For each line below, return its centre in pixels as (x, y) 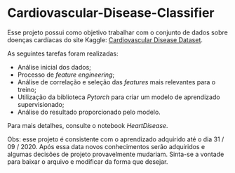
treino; (27, 89)
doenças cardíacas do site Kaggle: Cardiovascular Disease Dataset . (105, 39)
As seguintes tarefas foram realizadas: (63, 53)
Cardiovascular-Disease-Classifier (111, 13)
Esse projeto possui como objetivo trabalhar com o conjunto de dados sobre (117, 32)
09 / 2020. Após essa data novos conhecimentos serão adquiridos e (106, 146)
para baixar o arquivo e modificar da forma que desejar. (88, 161)
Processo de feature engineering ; (66, 75)
